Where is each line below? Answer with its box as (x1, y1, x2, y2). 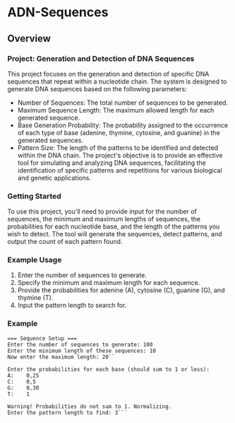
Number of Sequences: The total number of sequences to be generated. (17, 98, 228, 107)
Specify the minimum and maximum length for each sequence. (17, 279, 200, 287)
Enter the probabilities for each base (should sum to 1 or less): (7, 366, 210, 373)
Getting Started (7, 191, 61, 201)
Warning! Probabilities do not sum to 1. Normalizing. (7, 402, 172, 410)
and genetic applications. (17, 173, 92, 182)
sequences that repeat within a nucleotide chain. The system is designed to (7, 77, 227, 86)
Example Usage (7, 255, 62, 265)
